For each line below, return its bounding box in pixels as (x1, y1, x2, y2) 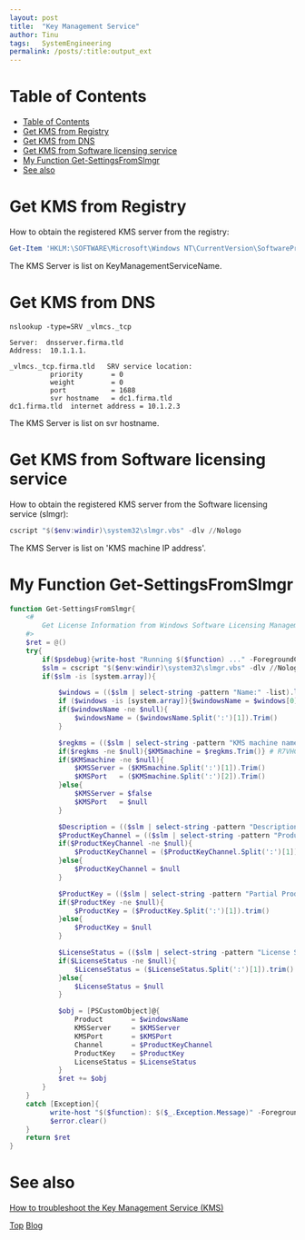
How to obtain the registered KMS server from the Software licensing (9, 499, 268, 510)
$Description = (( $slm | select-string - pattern (57, 822, 246, 831)
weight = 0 (49, 378, 124, 387)
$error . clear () (49, 1116, 107, 1126)
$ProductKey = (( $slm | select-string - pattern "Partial (57, 889, 279, 898)
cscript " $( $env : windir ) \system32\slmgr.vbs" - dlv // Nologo (9, 526, 242, 535)
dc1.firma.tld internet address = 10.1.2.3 (9, 402, 181, 411)
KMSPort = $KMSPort (74, 1032, 172, 1041)
